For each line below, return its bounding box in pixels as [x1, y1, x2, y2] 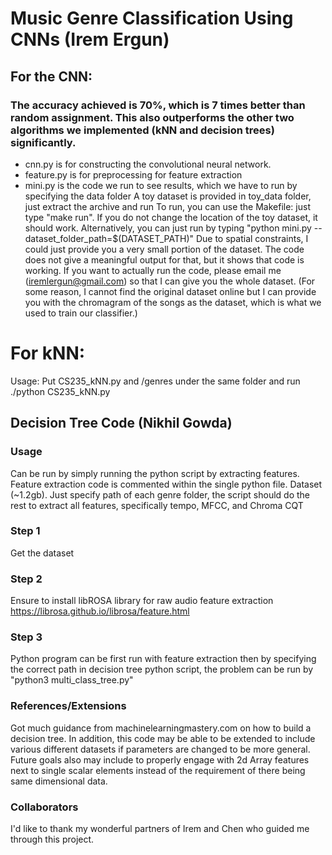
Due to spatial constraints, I [195, 232, 309, 244]
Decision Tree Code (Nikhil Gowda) [10, 415, 233, 432]
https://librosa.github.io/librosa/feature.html [10, 605, 190, 617]
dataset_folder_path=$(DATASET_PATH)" [24, 232, 195, 244]
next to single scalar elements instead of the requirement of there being [10, 764, 306, 776]
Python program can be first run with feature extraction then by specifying [10, 653, 317, 665]
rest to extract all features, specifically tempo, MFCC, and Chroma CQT [10, 499, 304, 511]
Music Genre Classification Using [10, 7, 294, 30]
